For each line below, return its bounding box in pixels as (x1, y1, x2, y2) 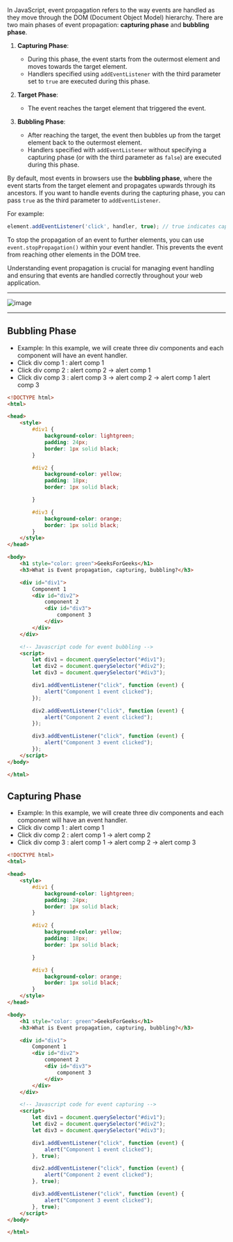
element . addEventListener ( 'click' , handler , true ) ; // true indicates (7, 223, 216, 230)
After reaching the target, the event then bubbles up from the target (27, 131, 221, 139)
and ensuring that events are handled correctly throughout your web (7, 271, 203, 279)
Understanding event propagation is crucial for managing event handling (7, 263, 214, 272)
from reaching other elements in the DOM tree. (7, 250, 141, 259)
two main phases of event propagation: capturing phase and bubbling (7, 21, 209, 28)
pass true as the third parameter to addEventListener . (7, 196, 161, 204)
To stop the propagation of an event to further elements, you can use (7, 236, 205, 244)
